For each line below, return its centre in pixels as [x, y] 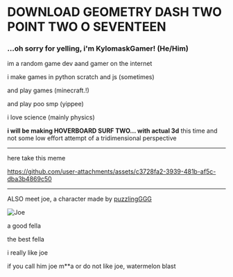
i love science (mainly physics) [51, 117]
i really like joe [28, 253]
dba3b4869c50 [29, 179]
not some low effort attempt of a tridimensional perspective [92, 138]
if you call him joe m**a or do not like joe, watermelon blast [92, 266]
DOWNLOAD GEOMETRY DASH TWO [114, 12]
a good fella [24, 226]
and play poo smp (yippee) [46, 104]
